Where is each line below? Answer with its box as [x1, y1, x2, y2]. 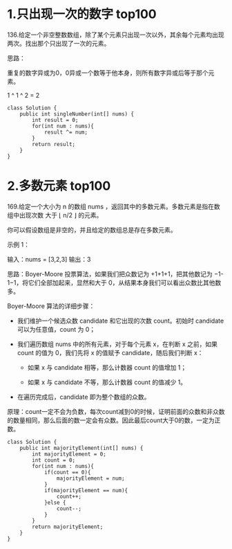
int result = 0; [32, 116, 79, 123]
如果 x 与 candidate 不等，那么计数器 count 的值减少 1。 [27, 378, 187, 386]
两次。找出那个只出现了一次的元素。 [7, 39, 110, 47]
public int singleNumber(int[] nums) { [19, 110, 135, 118]
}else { [43, 499, 67, 506]
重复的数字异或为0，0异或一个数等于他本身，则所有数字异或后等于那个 [7, 69, 209, 77]
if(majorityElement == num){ [43, 487, 128, 494]
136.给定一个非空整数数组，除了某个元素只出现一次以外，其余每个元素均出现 [7, 30, 224, 39]
